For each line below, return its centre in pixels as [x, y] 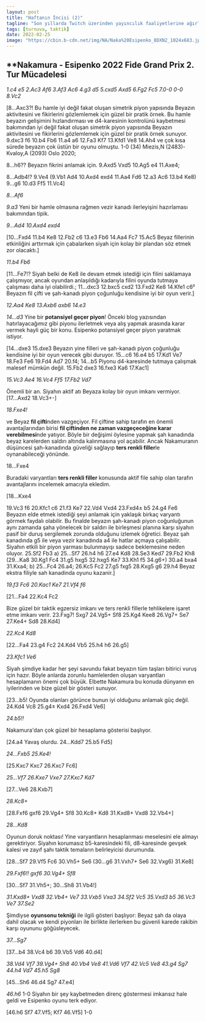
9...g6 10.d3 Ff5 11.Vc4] [36, 183]
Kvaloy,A [17, 153]
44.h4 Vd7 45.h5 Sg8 [33, 970]
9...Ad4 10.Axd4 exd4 [34, 225]
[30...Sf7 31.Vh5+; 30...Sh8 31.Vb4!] [52, 885]
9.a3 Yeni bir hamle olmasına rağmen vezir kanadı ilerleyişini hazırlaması [97, 207]
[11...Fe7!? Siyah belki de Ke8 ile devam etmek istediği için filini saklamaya [99, 274]
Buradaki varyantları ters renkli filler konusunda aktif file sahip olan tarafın [100, 478]
